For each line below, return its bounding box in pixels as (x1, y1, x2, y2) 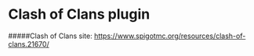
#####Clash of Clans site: (8, 31, 93, 40)
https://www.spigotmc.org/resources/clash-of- (93, 31, 246, 40)
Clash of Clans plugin (8, 5, 151, 23)
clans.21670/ (8, 39, 49, 48)
